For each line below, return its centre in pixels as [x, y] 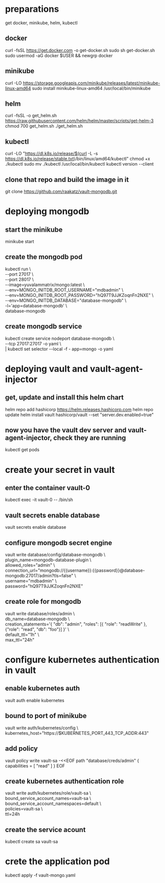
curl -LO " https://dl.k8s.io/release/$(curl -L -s [51, 154]
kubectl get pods [22, 450]
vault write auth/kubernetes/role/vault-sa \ [48, 793]
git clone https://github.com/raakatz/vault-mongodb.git [61, 191]
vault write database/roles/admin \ [40, 613]
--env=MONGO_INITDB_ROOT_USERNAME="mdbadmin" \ [64, 290]
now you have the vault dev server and [66, 430]
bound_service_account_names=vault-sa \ [48, 799]
